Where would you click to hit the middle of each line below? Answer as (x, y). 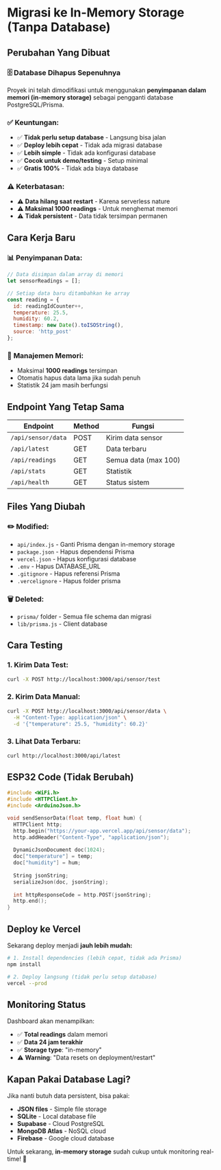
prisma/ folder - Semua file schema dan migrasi (84, 617)
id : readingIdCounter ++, (49, 306)
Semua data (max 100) (143, 460)
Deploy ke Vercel (44, 929)
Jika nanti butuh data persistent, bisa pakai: (68, 1096)
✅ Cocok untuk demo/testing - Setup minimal (82, 161)
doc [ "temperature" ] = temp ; (53, 857)
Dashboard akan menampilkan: (51, 1021)
